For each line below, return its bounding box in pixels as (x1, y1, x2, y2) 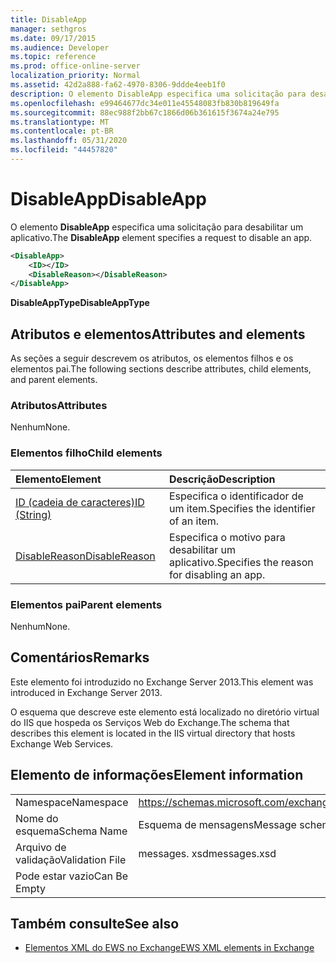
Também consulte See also (10, 916, 180, 933)
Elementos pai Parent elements (10, 597, 163, 611)
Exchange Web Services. (10, 737, 114, 750)
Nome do (15, 811, 59, 825)
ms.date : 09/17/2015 (10, 33, 97, 43)
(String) (15, 507, 52, 521)
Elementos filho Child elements (10, 446, 163, 460)
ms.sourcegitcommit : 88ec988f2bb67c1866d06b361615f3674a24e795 (10, 107, 280, 118)
